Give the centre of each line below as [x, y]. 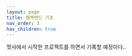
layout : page [23, 12]
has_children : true [31, 29]
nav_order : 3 [23, 23]
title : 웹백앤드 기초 [30, 18]
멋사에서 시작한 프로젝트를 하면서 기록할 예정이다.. [66, 47]
